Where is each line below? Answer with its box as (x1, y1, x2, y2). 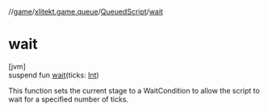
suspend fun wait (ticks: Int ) (8, 70, 99, 80)
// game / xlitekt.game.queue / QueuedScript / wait (8, 7, 164, 16)
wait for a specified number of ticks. (8, 94, 129, 104)
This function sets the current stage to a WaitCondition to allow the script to (8, 85, 260, 95)
